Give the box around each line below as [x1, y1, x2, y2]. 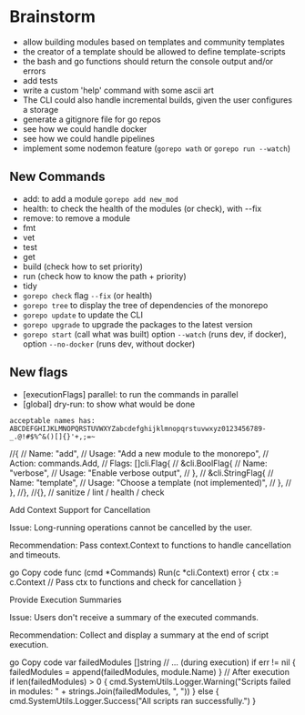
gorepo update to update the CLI [22, 309, 144, 320]
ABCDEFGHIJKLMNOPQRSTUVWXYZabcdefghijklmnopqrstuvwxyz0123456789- [9, 424, 267, 433]
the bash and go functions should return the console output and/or [22, 55, 274, 66]
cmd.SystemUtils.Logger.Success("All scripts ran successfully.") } [9, 695, 257, 706]
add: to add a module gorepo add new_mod [22, 193, 179, 204]
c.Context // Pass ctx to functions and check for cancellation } [9, 576, 242, 588]
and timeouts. [9, 549, 61, 560]
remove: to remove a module [22, 212, 131, 224]
